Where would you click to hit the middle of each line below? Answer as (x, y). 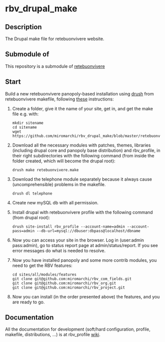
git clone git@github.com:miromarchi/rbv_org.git (64, 283)
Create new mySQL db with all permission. (55, 202)
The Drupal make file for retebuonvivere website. (55, 39)
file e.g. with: (25, 114)
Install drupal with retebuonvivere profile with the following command (82, 212)
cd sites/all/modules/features (44, 274)
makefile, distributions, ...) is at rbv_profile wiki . (53, 335)
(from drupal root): (31, 217)
